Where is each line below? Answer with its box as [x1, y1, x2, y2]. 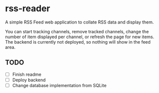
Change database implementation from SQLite [12, 82, 107, 88]
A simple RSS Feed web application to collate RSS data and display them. [5, 19, 154, 25]
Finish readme [12, 71, 41, 77]
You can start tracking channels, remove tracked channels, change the [5, 28, 149, 34]
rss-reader [5, 3, 50, 14]
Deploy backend [12, 77, 46, 83]
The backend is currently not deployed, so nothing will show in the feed [5, 39, 151, 45]
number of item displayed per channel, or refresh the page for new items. [5, 34, 155, 40]
